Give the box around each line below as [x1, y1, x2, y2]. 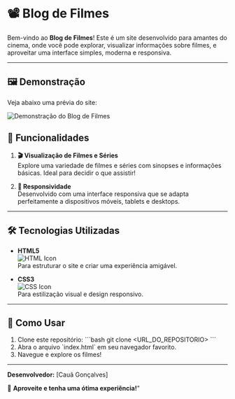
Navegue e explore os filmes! [17, 351, 102, 359]
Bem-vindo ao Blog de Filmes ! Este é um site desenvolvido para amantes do [7, 33, 227, 42]
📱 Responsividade [17, 182, 71, 190]
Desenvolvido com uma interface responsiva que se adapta [17, 190, 189, 198]
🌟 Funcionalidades [7, 132, 90, 144]
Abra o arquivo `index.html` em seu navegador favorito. [17, 343, 177, 351]
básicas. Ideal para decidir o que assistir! [17, 169, 136, 177]
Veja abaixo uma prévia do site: [7, 98, 98, 106]
